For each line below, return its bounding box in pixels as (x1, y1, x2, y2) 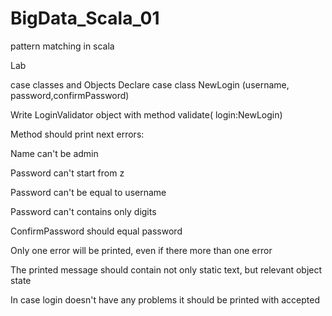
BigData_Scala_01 (10, 7, 160, 30)
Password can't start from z (10, 167, 125, 179)
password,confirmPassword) (10, 89, 130, 101)
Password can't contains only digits (10, 205, 157, 217)
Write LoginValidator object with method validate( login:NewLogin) (10, 108, 283, 121)
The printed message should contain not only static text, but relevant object (10, 263, 323, 276)
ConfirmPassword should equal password (10, 225, 183, 237)
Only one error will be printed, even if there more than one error (10, 244, 273, 256)
